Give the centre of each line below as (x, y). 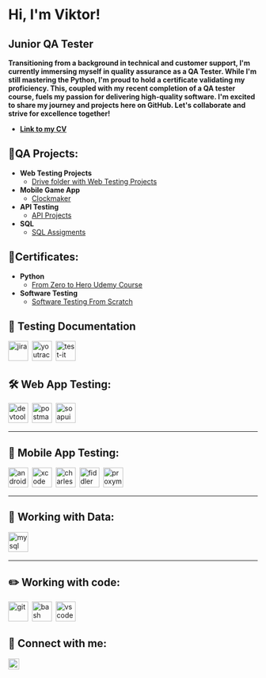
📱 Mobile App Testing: (64, 453)
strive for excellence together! (59, 114)
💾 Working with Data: (61, 517)
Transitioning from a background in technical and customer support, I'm (129, 63)
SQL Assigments (59, 232)
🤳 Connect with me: (57, 643)
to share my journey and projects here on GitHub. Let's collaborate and (127, 105)
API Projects (51, 215)
